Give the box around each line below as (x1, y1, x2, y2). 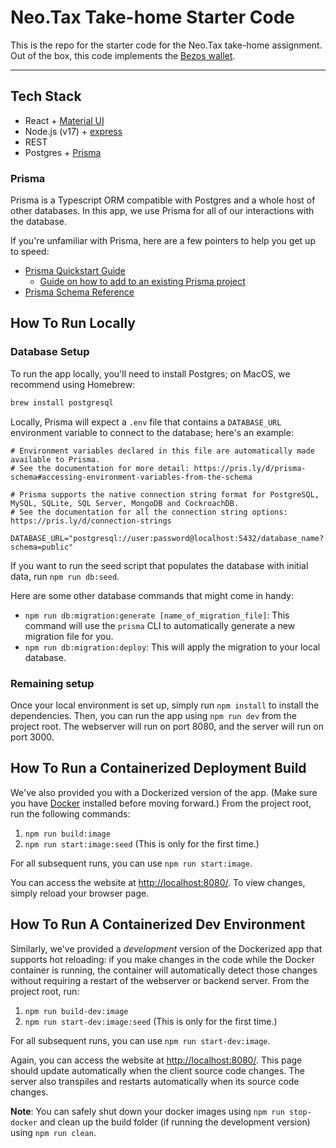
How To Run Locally (10, 315, 136, 332)
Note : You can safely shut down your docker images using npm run (10, 1105, 285, 1117)
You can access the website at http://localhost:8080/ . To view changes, (10, 876, 306, 888)
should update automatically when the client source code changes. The (10, 1064, 305, 1076)
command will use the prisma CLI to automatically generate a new (24, 619, 296, 631)
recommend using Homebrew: (10, 378, 136, 390)
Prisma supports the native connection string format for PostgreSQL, (19, 489, 320, 500)
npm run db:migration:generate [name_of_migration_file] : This (24, 609, 290, 621)
